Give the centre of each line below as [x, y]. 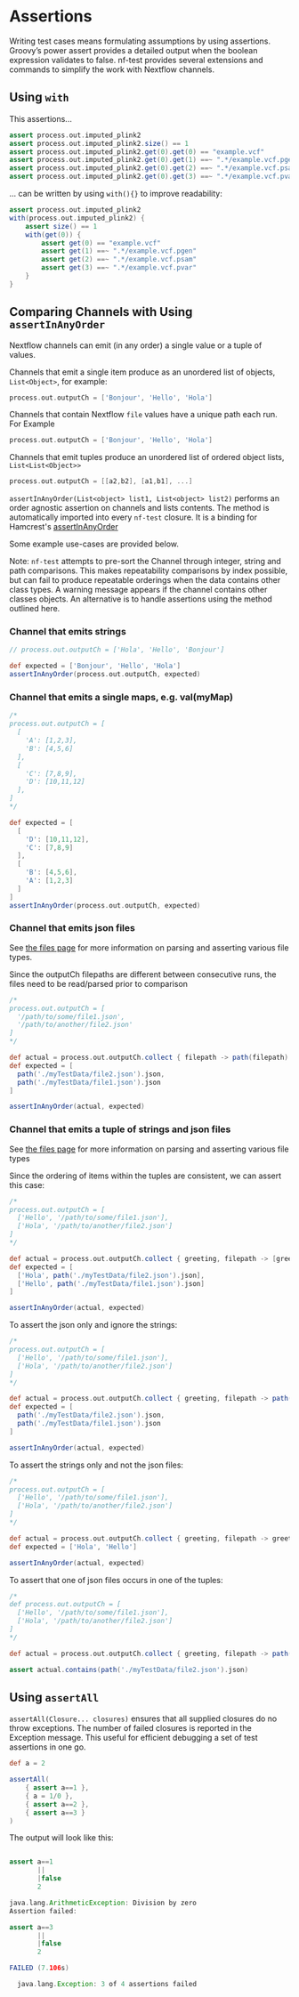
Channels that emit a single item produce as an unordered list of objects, [142, 372]
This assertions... [41, 118]
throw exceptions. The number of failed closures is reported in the [130, 1728]
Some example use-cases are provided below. [94, 544]
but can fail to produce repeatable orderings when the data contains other [145, 580]
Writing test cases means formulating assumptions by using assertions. [140, 41]
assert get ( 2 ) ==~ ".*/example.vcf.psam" [119, 260]
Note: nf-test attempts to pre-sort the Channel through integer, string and [145, 562]
